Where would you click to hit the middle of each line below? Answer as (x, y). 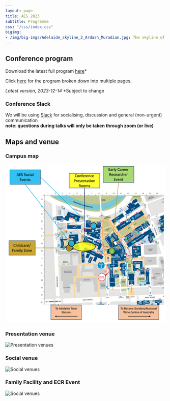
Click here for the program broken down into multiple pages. (68, 81)
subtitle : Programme (27, 21)
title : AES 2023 (22, 16)
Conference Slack (28, 104)
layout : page (19, 11)
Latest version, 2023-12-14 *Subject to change (55, 90)
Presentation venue (30, 334)
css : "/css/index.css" (29, 27)
